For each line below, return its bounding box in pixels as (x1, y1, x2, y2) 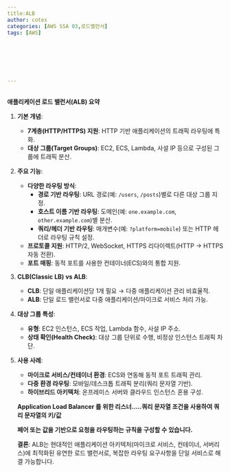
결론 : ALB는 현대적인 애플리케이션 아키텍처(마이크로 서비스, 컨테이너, (16, 440, 202, 448)
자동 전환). (27, 250, 56, 258)
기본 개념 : (16, 112, 43, 120)
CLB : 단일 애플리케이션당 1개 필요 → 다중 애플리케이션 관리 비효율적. (27, 286, 211, 295)
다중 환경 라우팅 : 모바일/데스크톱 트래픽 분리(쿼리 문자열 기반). (27, 379, 194, 388)
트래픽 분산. (40, 152, 72, 161)
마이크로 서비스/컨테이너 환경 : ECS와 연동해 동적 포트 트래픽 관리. (27, 370, 203, 379)
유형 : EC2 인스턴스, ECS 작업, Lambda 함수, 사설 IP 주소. (27, 324, 181, 333)
